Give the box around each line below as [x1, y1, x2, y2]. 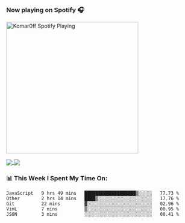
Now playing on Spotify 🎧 [6, 5, 84, 14]
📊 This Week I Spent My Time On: [6, 174, 108, 183]
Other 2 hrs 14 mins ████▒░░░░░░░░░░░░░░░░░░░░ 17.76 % [6, 195, 180, 201]
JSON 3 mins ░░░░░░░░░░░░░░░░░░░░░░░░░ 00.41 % [6, 211, 180, 217]
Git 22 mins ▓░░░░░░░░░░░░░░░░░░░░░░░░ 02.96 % [6, 201, 180, 207]
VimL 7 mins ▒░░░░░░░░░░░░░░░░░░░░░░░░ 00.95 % [6, 206, 180, 212]
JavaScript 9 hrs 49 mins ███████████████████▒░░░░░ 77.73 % [6, 190, 180, 196]
